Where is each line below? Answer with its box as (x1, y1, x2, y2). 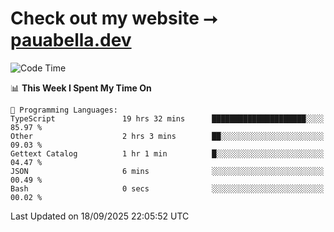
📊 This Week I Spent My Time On (10, 82, 152, 94)
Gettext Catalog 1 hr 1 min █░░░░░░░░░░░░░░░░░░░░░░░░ (10, 148, 325, 159)
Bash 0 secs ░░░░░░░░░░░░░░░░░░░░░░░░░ (10, 183, 325, 194)
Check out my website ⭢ (10, 7, 218, 30)
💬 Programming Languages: (10, 105, 118, 115)
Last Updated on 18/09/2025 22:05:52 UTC (10, 210, 190, 222)
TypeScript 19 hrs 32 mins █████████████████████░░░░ (10, 113, 325, 124)
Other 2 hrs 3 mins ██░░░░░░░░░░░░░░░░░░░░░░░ (10, 131, 325, 141)
